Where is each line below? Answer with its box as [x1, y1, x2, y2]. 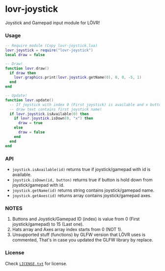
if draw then [9, 70, 36, 75]
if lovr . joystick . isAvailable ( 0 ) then [9, 111, 89, 116]
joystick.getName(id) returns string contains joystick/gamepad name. [12, 187, 155, 193]
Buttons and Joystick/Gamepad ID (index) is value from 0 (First [12, 216, 140, 222]
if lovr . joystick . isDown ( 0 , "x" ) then [14, 116, 93, 121]
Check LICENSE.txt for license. [5, 260, 68, 267]
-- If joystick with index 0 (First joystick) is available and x [9, 102, 148, 107]
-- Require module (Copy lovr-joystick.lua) [5, 43, 98, 48]
